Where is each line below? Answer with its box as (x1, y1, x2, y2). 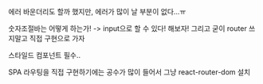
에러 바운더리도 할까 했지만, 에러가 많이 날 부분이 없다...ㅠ (8, 7, 186, 16)
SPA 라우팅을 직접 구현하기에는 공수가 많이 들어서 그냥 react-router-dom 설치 (8, 67, 251, 77)
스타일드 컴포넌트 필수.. (8, 51, 81, 59)
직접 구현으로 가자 (29, 34, 85, 43)
